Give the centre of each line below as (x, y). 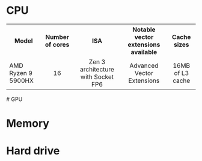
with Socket (97, 77)
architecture (97, 69)
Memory (28, 123)
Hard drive (33, 151)
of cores (57, 44)
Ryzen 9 (21, 73)
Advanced (144, 65)
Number (57, 37)
